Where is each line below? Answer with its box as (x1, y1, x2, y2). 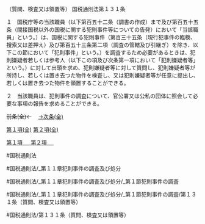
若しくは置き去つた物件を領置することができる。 (6, 79, 129, 87)
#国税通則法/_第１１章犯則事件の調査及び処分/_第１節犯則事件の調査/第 (6, 191, 186, 198)
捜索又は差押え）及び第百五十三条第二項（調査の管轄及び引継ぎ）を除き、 (6, 42, 193, 48)
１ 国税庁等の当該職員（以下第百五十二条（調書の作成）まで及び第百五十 (6, 18, 193, 26)
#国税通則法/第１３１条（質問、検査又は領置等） (6, 211, 129, 219)
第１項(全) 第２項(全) (6, 126, 59, 133)
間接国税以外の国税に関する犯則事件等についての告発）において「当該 (16, 26, 193, 33)
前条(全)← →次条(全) (6, 113, 64, 120)
